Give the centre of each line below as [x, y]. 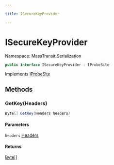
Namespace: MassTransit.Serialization [43, 56]
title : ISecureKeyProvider [32, 14]
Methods [19, 89]
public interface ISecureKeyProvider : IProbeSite [57, 65]
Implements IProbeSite [28, 74]
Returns [13, 146]
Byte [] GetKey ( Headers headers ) [38, 113]
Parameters [17, 124]
